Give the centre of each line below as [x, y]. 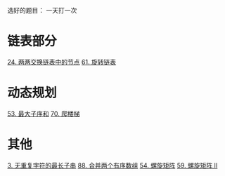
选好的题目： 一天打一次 [42, 10]
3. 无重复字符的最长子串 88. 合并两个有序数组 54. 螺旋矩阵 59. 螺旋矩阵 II [112, 165]
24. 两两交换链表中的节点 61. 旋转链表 [62, 62]
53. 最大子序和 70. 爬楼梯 [44, 114]
